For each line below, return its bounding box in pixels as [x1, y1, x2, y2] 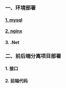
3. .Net [5, 39, 20, 45]
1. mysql [5, 17, 23, 23]
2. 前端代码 [5, 78, 28, 84]
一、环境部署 [5, 4, 36, 11]
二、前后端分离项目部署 [5, 53, 61, 59]
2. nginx [5, 28, 22, 34]
